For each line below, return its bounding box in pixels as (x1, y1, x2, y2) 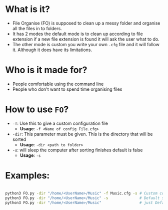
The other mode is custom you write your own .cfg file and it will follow (12, 41, 160, 47)
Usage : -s (19, 152, 41, 158)
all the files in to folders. (12, 25, 62, 31)
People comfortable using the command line (12, 81, 104, 87)
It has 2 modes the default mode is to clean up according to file (12, 31, 143, 37)
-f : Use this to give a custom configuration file (12, 120, 108, 126)
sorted (12, 136, 26, 142)
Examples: (5, 170, 50, 181)
